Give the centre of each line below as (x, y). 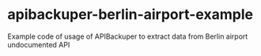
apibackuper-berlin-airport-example (130, 15)
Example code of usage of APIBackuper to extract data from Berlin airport (128, 36)
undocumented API (39, 44)
